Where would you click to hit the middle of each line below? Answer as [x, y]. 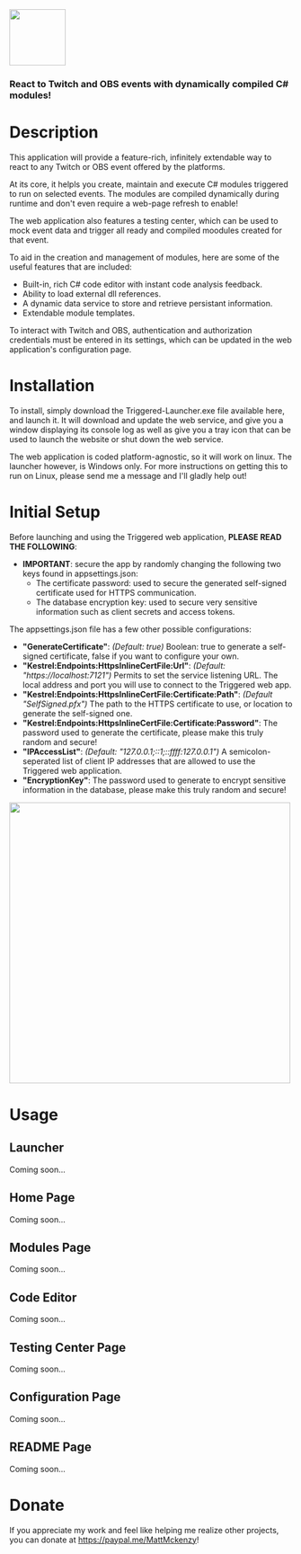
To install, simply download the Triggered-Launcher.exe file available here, [147, 410]
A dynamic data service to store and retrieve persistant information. [147, 303]
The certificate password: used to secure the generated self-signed [161, 582]
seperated [41, 761]
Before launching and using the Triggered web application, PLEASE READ [146, 537]
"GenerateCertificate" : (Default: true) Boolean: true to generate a [145, 646]
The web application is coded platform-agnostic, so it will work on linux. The [150, 457]
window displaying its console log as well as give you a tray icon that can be [150, 430]
